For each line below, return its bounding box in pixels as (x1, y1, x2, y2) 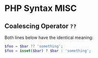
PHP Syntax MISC (4, 3, 77, 14)
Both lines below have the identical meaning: (4, 35, 94, 40)
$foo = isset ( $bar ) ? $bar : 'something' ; (4, 48, 91, 53)
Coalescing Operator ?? (4, 22, 77, 30)
